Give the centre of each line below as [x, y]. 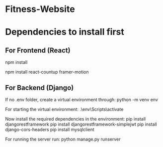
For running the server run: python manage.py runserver [63, 139]
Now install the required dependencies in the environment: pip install [75, 119]
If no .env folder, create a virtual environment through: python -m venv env [81, 100]
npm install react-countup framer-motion [47, 72]
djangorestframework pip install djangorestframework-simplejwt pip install [81, 124]
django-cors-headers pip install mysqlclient [50, 130]
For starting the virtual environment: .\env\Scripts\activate [64, 109]
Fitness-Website [40, 9]
